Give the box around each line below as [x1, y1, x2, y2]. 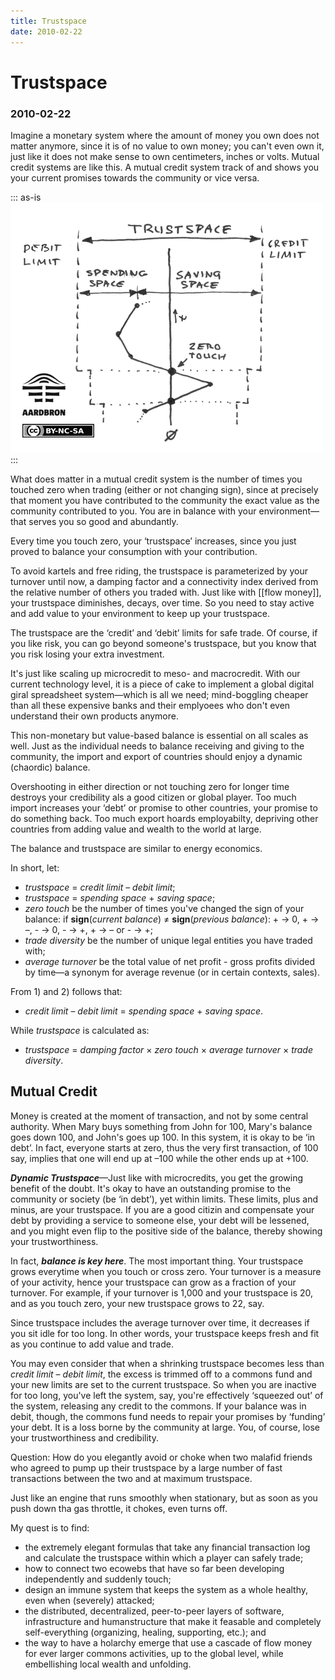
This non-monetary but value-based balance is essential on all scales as [10, 729, 309, 741]
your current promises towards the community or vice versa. [10, 171, 260, 184]
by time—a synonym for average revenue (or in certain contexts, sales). [24, 966, 321, 978]
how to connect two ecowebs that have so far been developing [24, 1562, 285, 1574]
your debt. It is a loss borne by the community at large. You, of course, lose [10, 1421, 321, 1433]
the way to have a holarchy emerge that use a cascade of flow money [24, 1636, 313, 1649]
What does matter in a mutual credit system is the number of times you [10, 473, 303, 485]
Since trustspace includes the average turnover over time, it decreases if [10, 1316, 310, 1329]
